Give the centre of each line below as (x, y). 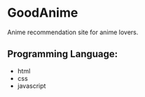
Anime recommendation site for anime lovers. (73, 32)
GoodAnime (43, 13)
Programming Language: (63, 54)
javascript (32, 86)
